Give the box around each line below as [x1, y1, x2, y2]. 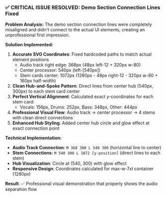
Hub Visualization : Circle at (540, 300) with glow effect [12, 161, 127, 167]
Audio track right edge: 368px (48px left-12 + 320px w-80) [19, 62, 141, 68]
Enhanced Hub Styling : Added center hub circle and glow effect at [12, 120, 150, 126]
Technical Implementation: [5, 135, 62, 141]
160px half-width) [19, 78, 56, 84]
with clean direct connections [12, 115, 73, 121]
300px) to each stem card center [12, 89, 81, 95]
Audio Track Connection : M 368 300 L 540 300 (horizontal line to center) [12, 145, 162, 151]
